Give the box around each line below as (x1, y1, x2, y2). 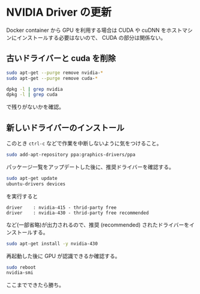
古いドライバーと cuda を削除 (6, 54, 116, 64)
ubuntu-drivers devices (6, 181, 66, 187)
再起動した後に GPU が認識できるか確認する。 (6, 252, 121, 259)
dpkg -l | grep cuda (6, 91, 58, 98)
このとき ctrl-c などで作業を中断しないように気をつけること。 (6, 139, 162, 147)
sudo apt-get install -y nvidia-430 (6, 240, 98, 247)
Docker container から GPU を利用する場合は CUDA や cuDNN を (6, 26, 167, 34)
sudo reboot (6, 264, 36, 271)
